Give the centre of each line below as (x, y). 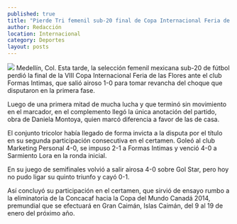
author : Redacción (34, 27)
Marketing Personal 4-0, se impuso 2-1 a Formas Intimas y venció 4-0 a (112, 148)
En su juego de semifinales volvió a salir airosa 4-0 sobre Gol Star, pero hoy (118, 169)
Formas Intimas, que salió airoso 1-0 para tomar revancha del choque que (115, 83)
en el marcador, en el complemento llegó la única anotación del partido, (112, 112)
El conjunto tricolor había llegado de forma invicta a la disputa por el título (115, 133)
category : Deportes (36, 40)
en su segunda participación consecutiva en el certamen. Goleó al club (111, 140)
